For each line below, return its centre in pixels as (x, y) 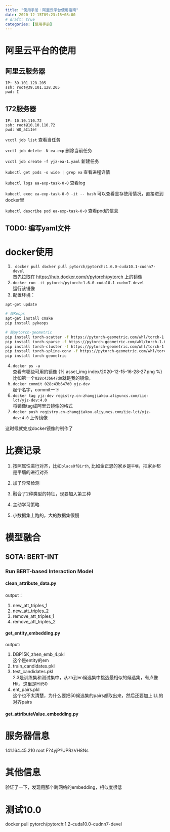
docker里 (15, 200)
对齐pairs (22, 702)
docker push (25, 412)
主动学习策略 (26, 505)
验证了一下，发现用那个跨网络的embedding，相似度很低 (64, 787)
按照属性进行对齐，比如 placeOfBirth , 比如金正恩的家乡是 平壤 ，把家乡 (84, 466)
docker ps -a (26, 366)
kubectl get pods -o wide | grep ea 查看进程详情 (58, 172)
